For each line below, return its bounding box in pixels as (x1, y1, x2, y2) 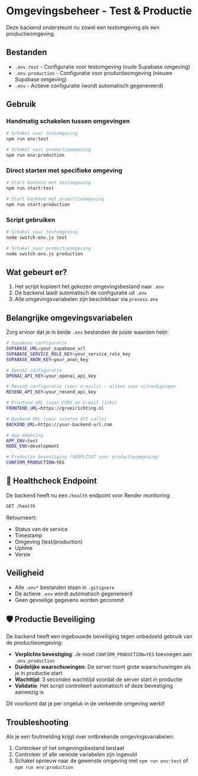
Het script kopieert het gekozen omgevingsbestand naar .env (14, 283, 164, 290)
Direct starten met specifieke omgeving (6, 166, 122, 175)
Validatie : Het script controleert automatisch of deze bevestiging (14, 682, 173, 689)
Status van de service (14, 525, 68, 533)
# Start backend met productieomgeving (6, 196, 105, 202)
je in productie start (14, 670, 63, 677)
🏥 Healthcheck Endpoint (6, 476, 98, 486)
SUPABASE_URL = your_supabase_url (6, 346, 86, 351)
